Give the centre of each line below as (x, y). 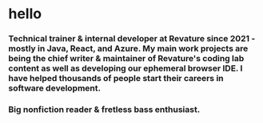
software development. (55, 88)
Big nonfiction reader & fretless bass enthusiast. (104, 110)
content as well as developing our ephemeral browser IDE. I (126, 68)
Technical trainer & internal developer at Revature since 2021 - (132, 39)
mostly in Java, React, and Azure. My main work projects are (128, 48)
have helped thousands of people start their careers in (116, 79)
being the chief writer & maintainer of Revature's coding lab (126, 59)
